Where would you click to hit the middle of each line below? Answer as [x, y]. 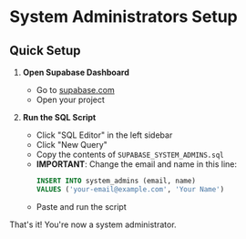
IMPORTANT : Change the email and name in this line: [137, 164]
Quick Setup [45, 51]
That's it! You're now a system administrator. [93, 224]
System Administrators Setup [124, 17]
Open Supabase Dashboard [76, 72]
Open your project [70, 99]
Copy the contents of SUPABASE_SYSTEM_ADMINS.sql [130, 154]
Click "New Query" [72, 145]
